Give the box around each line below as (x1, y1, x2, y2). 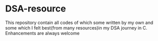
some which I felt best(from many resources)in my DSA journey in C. (5, 24, 147, 30)
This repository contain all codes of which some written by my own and (5, 19, 153, 25)
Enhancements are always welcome (5, 30, 80, 36)
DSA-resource (5, 3, 66, 14)
